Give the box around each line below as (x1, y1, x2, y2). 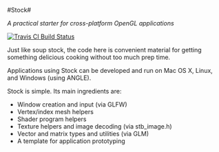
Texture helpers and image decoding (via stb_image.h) (17, 122, 172, 130)
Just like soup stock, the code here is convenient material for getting (7, 46, 202, 54)
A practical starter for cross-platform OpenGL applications (7, 19, 174, 27)
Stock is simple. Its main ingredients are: (7, 87, 122, 95)
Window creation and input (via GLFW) (17, 100, 127, 109)
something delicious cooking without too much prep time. (7, 53, 171, 61)
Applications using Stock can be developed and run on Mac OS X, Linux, (7, 67, 213, 74)
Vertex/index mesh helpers (17, 108, 94, 116)
